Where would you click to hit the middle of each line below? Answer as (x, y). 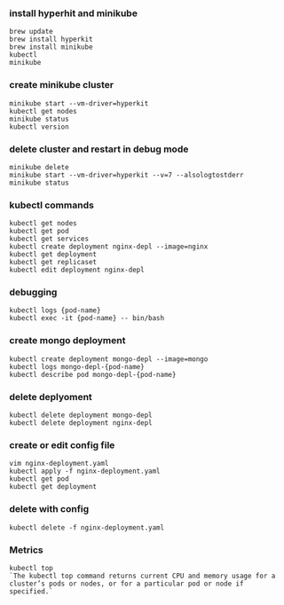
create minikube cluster (61, 85)
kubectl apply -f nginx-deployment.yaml (85, 471)
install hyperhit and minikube (73, 13)
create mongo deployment (67, 341)
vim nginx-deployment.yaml (59, 464)
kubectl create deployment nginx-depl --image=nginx (109, 247)
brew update (31, 32)
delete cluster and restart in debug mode (99, 149)
